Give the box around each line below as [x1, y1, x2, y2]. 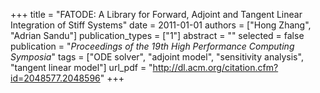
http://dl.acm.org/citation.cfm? [152, 62, 279, 73]
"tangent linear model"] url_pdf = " [10, 62, 153, 73]
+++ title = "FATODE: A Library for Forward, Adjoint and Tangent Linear [10, 9, 303, 20]
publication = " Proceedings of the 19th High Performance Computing [10, 40, 295, 52]
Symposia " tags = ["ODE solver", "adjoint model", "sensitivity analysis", [10, 51, 304, 63]
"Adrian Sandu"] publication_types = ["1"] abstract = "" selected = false [10, 30, 305, 41]
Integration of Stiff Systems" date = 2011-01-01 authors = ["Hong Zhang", [10, 19, 312, 31]
